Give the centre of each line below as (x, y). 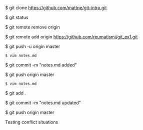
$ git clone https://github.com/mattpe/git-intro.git (56, 8)
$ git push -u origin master (33, 46)
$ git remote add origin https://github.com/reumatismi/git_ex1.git (71, 37)
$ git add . (16, 93)
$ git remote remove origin (32, 27)
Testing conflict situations (32, 122)
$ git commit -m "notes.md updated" (43, 103)
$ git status (17, 17)
